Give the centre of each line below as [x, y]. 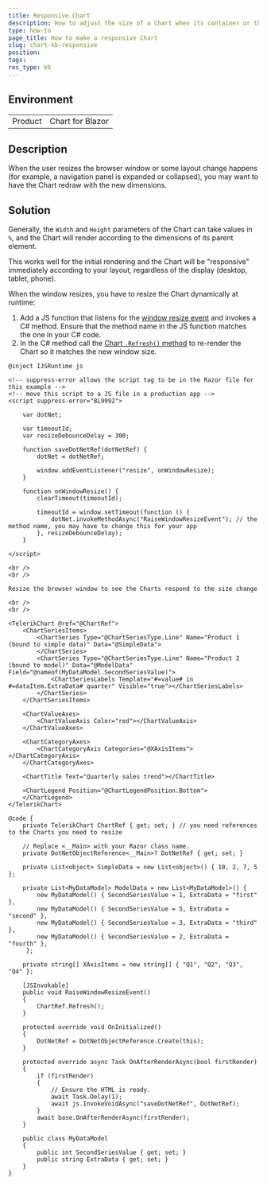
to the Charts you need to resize [66, 833]
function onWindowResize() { [71, 491]
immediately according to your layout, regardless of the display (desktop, [128, 270]
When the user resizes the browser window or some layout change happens [133, 169]
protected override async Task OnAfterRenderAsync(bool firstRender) [140, 1063]
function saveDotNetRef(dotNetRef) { [85, 450]
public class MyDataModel [66, 1139]
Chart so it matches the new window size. [88, 352]
